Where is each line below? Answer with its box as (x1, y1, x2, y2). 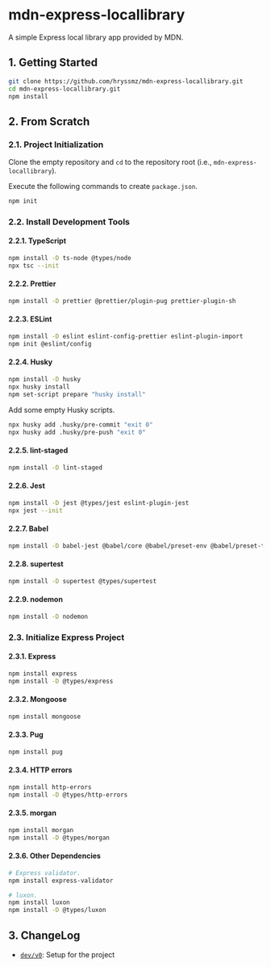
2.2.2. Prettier (8, 279, 56, 288)
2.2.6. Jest (8, 481, 46, 490)
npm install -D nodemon (8, 612, 89, 620)
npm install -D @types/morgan (8, 834, 110, 842)
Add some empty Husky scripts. (8, 405, 115, 414)
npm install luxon (8, 898, 70, 906)
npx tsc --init (8, 261, 60, 270)
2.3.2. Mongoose (8, 695, 67, 704)
